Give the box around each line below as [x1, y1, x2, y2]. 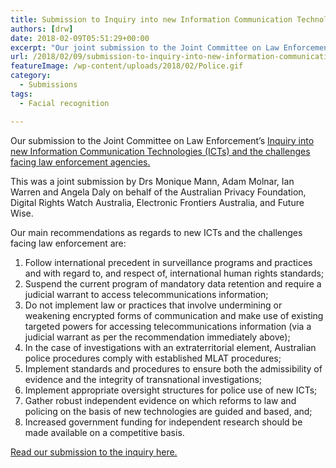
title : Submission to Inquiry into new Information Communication [10, 14, 293, 25]
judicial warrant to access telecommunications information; [24, 288, 269, 300]
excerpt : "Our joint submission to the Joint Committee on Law [10, 42, 280, 53]
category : [10, 71, 52, 81]
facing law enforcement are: [10, 237, 127, 249]
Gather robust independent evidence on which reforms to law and [24, 394, 297, 406]
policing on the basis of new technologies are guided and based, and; [24, 405, 313, 417]
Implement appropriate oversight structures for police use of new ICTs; [24, 384, 318, 396]
